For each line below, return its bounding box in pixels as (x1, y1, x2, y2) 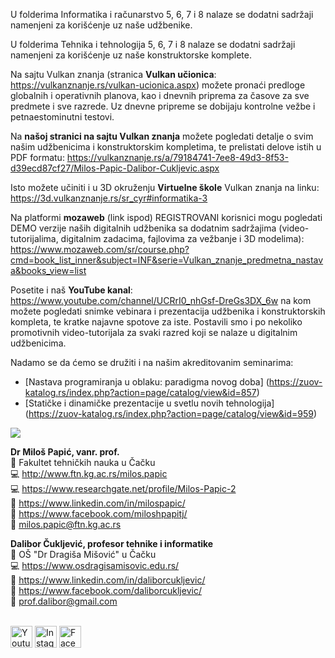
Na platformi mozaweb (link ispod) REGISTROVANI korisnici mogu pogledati (10, 212, 323, 223)
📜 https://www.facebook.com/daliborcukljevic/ (10, 585, 202, 596)
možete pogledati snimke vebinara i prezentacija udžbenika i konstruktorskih (10, 305, 326, 317)
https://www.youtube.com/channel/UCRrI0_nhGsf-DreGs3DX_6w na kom (10, 295, 312, 306)
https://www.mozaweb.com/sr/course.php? (10, 244, 190, 255)
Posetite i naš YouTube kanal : (10, 284, 133, 296)
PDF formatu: (10, 152, 65, 163)
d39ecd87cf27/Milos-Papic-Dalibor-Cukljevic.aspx (10, 162, 220, 174)
